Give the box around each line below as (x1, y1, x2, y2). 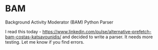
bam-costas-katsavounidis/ (5, 34, 61, 40)
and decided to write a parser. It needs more (62, 34, 153, 40)
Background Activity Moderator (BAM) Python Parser (5, 19, 113, 25)
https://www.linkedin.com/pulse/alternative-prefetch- (42, 28, 152, 34)
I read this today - (5, 28, 42, 34)
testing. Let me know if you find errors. (5, 39, 85, 45)
